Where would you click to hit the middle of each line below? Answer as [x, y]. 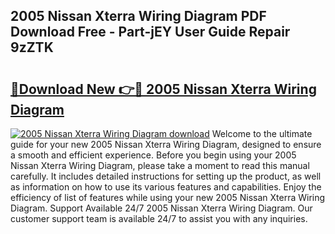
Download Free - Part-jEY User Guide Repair [150, 32]
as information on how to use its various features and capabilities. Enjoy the [166, 187]
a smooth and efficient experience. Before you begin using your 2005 [153, 155]
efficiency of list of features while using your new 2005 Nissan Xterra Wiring [168, 197]
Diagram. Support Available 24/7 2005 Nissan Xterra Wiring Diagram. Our [161, 208]
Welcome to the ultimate [262, 133]
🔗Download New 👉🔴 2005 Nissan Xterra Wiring [163, 89]
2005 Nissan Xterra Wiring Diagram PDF [138, 16]
